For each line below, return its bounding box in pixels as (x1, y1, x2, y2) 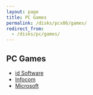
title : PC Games (6, 14, 47, 20)
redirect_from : (6, 25, 44, 32)
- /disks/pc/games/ (11, 31, 61, 37)
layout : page (6, 8, 39, 15)
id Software (14, 69, 44, 76)
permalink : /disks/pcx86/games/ (6, 20, 87, 26)
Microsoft (14, 82, 39, 89)
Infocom (14, 76, 36, 83)
